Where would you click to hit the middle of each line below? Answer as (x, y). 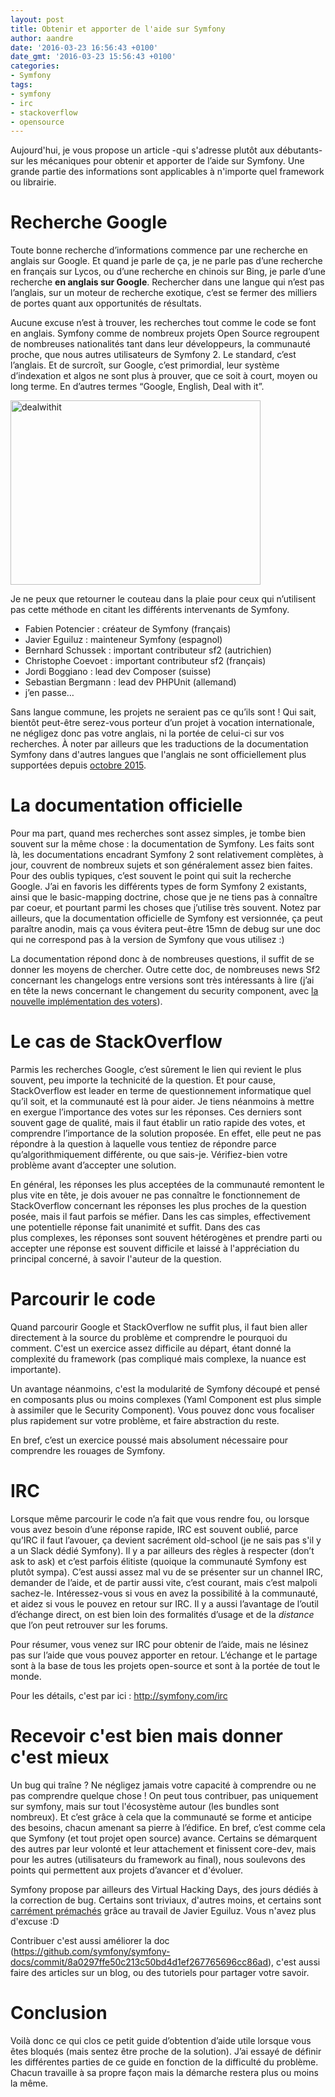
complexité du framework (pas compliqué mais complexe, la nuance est (158, 1359)
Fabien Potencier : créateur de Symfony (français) (128, 629)
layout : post (37, 19)
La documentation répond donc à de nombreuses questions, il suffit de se (162, 959)
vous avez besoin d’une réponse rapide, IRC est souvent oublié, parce (154, 1529)
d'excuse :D (35, 1921)
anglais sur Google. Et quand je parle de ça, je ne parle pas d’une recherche (166, 261)
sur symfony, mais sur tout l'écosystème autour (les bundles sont (145, 1806)
